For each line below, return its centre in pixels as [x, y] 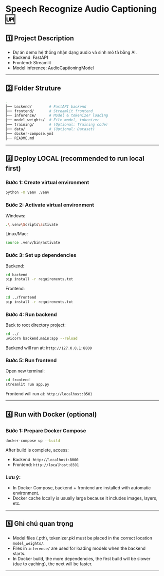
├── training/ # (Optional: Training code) [57, 125]
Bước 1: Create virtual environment [47, 182]
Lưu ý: [13, 477]
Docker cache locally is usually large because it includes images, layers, [85, 498]
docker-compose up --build [33, 441]
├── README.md [20, 138]
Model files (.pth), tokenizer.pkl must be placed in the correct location [82, 538]
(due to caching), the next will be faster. [53, 564]
